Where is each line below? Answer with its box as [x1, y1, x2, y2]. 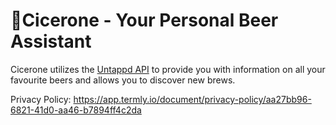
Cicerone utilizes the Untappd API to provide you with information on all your [10, 63, 326, 75]
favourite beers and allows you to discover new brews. [10, 74, 236, 86]
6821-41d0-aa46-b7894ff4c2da [10, 104, 142, 116]
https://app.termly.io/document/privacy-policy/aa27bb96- [73, 93, 312, 105]
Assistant [10, 30, 92, 53]
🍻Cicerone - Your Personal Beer [10, 9, 279, 32]
